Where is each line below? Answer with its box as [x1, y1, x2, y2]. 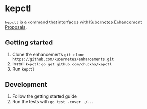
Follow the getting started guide [12, 93, 77, 99]
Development [5, 80, 48, 88]
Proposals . [5, 24, 27, 30]
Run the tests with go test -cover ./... [12, 98, 94, 104]
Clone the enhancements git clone [12, 51, 85, 57]
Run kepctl [12, 66, 35, 72]
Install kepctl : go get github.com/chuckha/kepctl [12, 61, 112, 66]
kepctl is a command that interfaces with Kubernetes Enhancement [5, 19, 142, 25]
